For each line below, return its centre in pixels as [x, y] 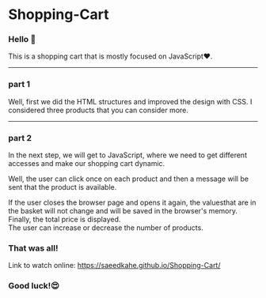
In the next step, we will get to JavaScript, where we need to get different [128, 155]
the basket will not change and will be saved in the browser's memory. [123, 211]
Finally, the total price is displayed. [65, 220]
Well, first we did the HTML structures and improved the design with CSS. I [130, 101]
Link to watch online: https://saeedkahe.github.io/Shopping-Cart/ [114, 266]
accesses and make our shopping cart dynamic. [87, 164]
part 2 [20, 138]
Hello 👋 [22, 40]
